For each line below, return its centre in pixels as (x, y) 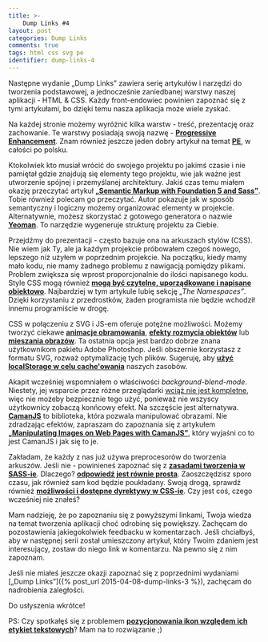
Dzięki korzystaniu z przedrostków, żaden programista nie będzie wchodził (132, 299)
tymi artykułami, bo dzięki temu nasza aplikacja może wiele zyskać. (120, 108)
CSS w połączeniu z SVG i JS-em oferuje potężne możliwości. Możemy (126, 323)
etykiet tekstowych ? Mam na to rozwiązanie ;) (85, 629)
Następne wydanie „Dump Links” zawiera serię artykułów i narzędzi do (125, 83)
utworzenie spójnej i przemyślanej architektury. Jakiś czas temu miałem (126, 182)
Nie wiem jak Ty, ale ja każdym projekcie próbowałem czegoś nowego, (125, 248)
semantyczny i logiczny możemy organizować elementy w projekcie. (121, 207)
